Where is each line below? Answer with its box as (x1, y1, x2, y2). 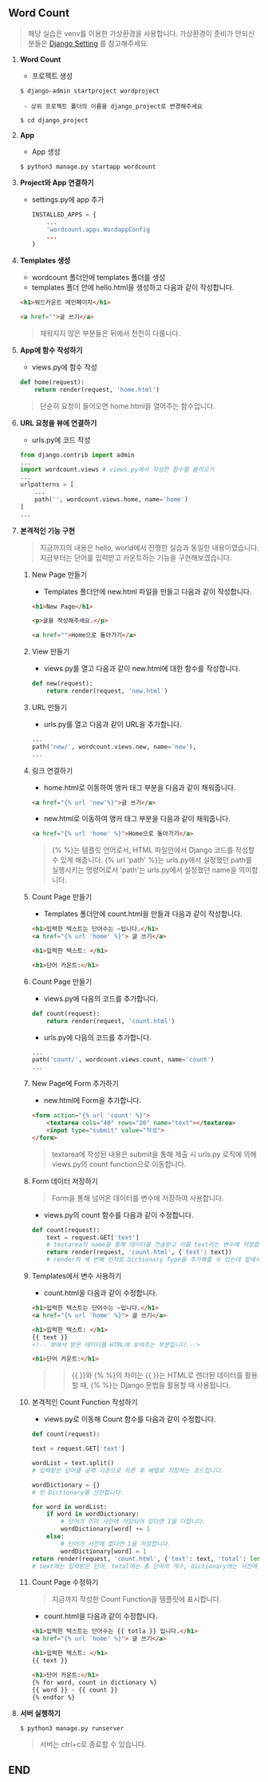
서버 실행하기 (19, 1709, 61, 1718)
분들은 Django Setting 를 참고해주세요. (27, 38, 149, 48)
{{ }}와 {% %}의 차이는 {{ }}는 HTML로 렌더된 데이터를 (71, 1370, 243, 1380)
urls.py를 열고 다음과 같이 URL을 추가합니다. (43, 719, 182, 729)
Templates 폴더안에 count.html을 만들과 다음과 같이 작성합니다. (43, 909, 243, 919)
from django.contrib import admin (19, 451, 135, 459)
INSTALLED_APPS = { (31, 211, 97, 219)
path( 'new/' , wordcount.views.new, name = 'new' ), (31, 742, 197, 751)
